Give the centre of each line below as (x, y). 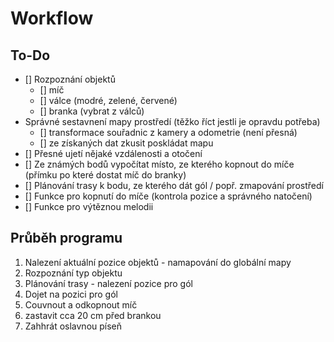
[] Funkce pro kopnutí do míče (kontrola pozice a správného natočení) (168, 196)
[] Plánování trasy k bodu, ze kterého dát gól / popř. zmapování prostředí (174, 185)
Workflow (52, 18)
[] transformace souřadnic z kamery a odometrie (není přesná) (168, 132)
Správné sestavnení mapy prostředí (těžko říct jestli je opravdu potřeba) (172, 121)
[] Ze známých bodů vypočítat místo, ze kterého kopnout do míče (159, 164)
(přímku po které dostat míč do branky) (105, 175)
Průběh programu (66, 238)
